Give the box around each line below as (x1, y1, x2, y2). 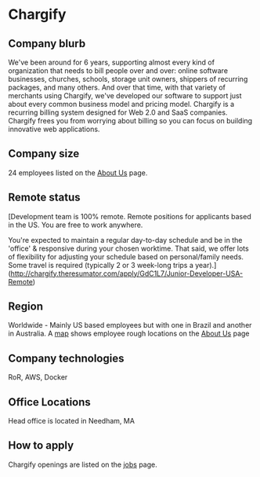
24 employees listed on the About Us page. (8, 167, 148, 178)
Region (8, 300, 43, 314)
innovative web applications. (8, 124, 100, 134)
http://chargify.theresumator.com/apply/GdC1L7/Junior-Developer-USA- (10, 269, 244, 278)
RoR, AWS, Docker (8, 372, 68, 382)
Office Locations (8, 395, 92, 409)
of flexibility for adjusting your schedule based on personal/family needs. (8, 251, 244, 261)
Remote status (8, 191, 81, 204)
